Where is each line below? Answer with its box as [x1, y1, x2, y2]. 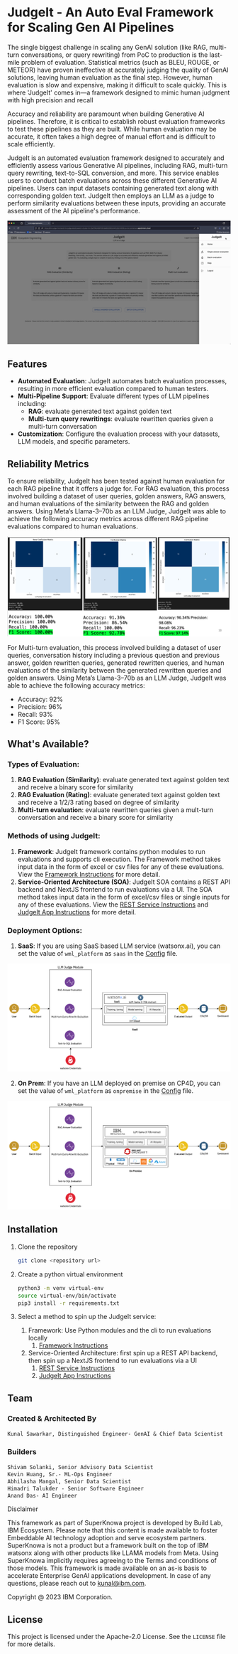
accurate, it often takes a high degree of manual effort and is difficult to [7, 132, 216, 141]
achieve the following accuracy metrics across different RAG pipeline [7, 515, 209, 523]
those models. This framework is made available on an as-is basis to [7, 1564, 208, 1572]
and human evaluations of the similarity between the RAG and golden [7, 499, 209, 508]
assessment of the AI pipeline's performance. [7, 206, 140, 215]
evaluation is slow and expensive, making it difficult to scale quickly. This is [7, 80, 227, 89]
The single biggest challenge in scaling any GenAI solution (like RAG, [7, 43, 208, 51]
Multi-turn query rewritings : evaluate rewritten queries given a [28, 415, 214, 423]
